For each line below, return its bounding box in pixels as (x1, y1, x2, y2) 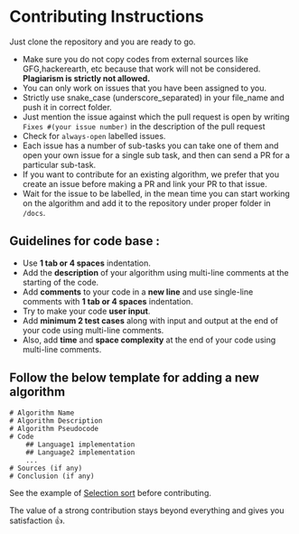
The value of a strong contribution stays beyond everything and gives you (9, 504, 285, 516)
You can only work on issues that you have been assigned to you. (22, 82, 267, 93)
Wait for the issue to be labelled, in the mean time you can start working (22, 188, 291, 199)
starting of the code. (22, 276, 99, 287)
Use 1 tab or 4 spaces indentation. (22, 258, 152, 268)
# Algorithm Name (9, 408, 75, 417)
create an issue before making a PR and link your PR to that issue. (22, 178, 268, 189)
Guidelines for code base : (9, 233, 161, 249)
